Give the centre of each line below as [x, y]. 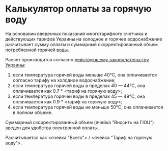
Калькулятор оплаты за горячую [78, 9]
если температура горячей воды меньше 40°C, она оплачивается [85, 74]
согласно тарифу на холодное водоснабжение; [64, 80]
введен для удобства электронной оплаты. [52, 128]
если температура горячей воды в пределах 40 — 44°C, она [79, 85]
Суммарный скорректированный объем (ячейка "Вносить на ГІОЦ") [80, 122]
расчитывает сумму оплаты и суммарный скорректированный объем [81, 44]
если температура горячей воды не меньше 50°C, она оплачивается [88, 107]
